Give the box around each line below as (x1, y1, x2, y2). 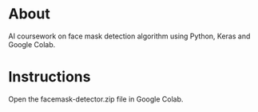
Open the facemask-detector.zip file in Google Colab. (8, 94, 184, 104)
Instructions (8, 68, 91, 86)
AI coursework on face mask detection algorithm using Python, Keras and (8, 31, 251, 41)
